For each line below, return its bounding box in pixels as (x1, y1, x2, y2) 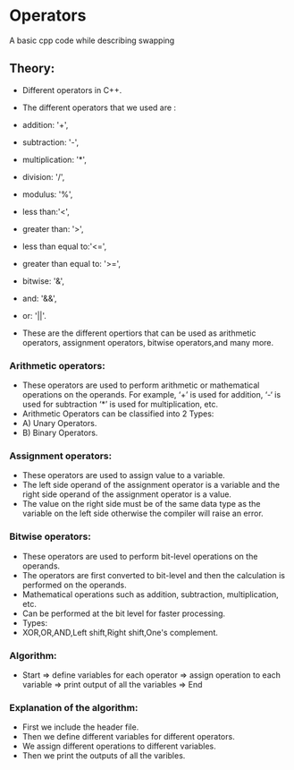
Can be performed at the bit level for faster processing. (21, 608, 226, 619)
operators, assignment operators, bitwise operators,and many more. (21, 337, 274, 347)
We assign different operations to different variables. (21, 740, 216, 752)
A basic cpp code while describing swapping (9, 35, 175, 46)
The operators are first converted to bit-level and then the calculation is (21, 569, 286, 580)
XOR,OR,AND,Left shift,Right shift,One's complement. (21, 627, 219, 637)
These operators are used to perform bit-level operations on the (21, 551, 258, 561)
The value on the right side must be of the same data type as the (21, 499, 261, 509)
